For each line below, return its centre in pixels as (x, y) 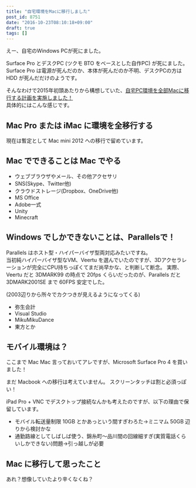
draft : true (21, 28)
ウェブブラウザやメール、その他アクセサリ (66, 176)
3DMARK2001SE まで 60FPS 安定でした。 (57, 282)
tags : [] (17, 33)
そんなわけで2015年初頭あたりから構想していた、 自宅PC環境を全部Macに (95, 90)
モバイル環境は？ (37, 347)
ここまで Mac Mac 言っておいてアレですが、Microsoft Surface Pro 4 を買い (97, 362)
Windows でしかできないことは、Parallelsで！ (91, 238)
